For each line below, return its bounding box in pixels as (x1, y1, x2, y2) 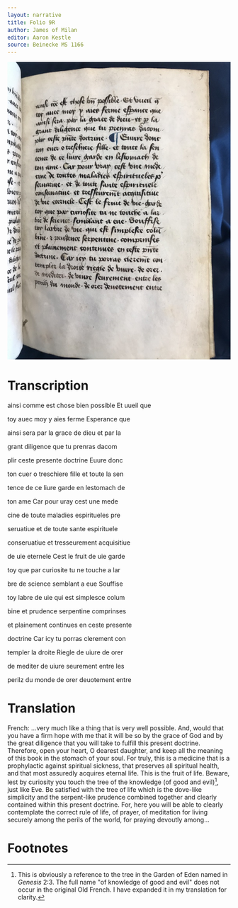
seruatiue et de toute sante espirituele (7, 525, 118, 533)
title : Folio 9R (7, 18, 55, 26)
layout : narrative (7, 11, 62, 18)
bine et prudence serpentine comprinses (7, 607, 126, 615)
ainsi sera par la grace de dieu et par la (7, 429, 122, 437)
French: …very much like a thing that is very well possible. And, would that (7, 724, 225, 732)
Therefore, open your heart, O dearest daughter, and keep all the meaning (7, 747, 223, 754)
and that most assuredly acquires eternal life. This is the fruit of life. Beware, (7, 769, 230, 777)
